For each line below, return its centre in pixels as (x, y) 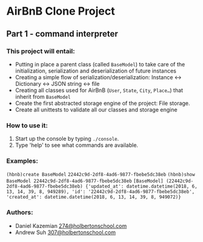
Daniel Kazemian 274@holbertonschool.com (71, 226)
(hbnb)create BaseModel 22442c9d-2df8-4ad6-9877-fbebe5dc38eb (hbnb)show (101, 175)
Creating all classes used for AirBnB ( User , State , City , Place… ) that (99, 90)
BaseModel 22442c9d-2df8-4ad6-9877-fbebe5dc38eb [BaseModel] (85, 181)
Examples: (22, 161)
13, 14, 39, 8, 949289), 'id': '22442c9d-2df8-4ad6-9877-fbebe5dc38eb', (101, 192)
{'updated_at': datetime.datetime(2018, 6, (141, 187)
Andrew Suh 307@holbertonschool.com (65, 232)
